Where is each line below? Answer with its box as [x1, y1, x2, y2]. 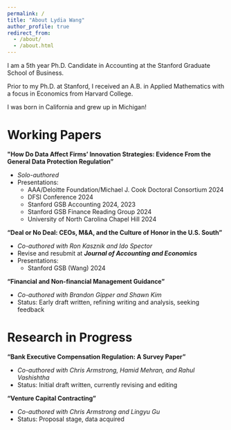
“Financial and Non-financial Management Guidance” [7, 277, 165, 285]
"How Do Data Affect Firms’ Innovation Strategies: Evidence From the [7, 150, 211, 158]
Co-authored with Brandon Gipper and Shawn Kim [17, 290, 163, 298]
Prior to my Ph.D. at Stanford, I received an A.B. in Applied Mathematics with [7, 82, 225, 90]
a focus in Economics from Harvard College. [7, 89, 133, 98]
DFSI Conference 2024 [27, 192, 93, 201]
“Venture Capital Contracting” [7, 394, 97, 402]
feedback [17, 305, 45, 314]
